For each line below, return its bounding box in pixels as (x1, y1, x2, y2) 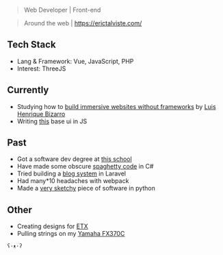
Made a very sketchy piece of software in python (16, 184, 156, 193)
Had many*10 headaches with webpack (16, 177, 129, 185)
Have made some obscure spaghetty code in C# (16, 162, 154, 171)
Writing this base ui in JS (16, 117, 88, 125)
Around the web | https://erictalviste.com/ (23, 19, 142, 27)
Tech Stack (7, 39, 56, 51)
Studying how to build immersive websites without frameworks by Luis (16, 102, 217, 110)
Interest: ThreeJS (16, 64, 66, 73)
